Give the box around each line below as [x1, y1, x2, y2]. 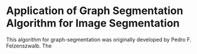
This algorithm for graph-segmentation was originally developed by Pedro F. [6, 36, 192, 43]
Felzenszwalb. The [6, 42, 52, 49]
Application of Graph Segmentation [6, 4, 183, 18]
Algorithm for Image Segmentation [6, 16, 180, 30]
